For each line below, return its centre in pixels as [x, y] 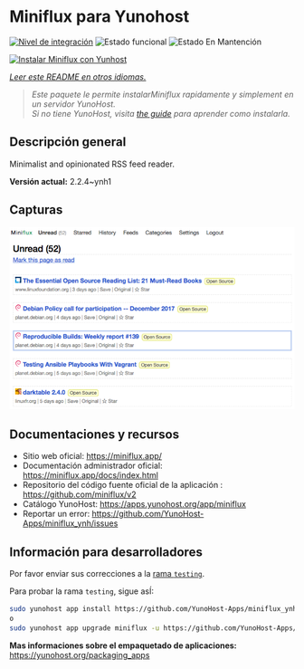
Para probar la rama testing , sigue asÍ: [81, 591]
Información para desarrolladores [106, 552]
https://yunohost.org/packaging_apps [80, 655]
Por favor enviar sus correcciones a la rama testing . [107, 574]
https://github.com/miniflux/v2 [80, 494]
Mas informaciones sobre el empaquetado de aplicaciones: [123, 645]
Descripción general [68, 142]
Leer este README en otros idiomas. [78, 76]
